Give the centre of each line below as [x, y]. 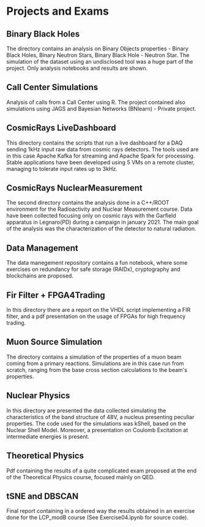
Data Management [42, 248]
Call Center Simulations [52, 87]
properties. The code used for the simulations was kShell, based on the [96, 423]
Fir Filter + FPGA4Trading [56, 295]
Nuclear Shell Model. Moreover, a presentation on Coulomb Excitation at [97, 430]
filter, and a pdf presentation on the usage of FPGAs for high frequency [96, 316]
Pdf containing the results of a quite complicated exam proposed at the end [102, 471]
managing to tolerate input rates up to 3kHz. [62, 169]
